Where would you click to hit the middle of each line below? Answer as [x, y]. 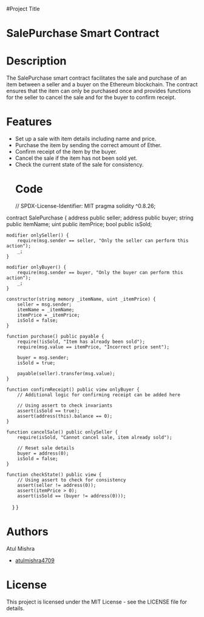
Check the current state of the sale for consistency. [79, 165]
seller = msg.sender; [44, 305]
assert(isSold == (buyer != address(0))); [72, 496]
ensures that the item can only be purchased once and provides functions [99, 91]
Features [29, 122]
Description [36, 61]
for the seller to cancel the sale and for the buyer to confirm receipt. [91, 97]
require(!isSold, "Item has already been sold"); [81, 342]
